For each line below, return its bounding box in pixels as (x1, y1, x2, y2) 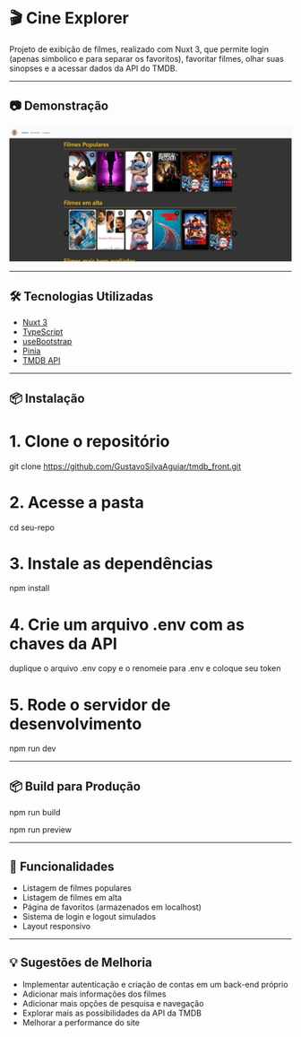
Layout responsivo (21, 920, 91, 931)
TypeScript (21, 327, 64, 337)
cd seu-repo (9, 522, 56, 533)
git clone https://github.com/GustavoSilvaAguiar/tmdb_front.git (9, 460, 242, 472)
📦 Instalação (9, 390, 85, 405)
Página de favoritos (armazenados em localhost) (21, 902, 202, 912)
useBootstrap (21, 336, 73, 347)
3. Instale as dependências (9, 553, 213, 573)
